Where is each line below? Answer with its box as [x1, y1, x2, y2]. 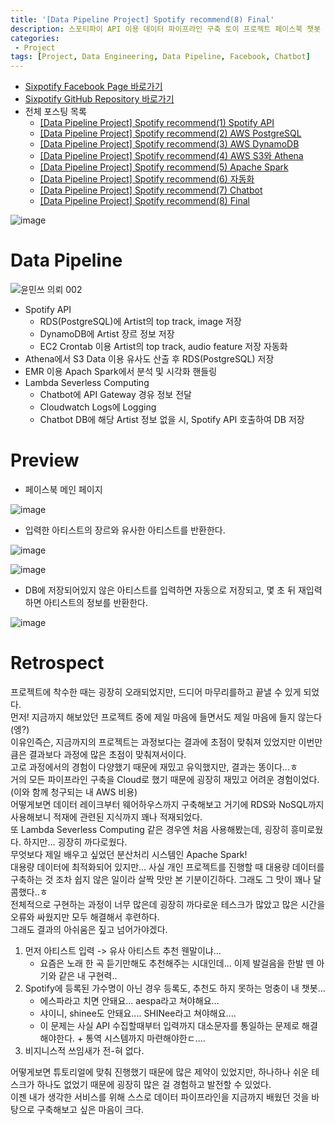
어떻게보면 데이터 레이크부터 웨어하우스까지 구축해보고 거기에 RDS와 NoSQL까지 [10, 798, 325, 810]
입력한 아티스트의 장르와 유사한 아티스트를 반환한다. [24, 524, 226, 536]
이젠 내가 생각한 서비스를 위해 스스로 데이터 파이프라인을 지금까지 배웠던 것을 [10, 1091, 310, 1103]
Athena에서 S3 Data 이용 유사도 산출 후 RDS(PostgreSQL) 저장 [24, 353, 275, 365]
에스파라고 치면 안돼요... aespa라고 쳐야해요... [39, 994, 220, 1006]
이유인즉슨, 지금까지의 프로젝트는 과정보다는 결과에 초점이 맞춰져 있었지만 [10, 736, 297, 748]
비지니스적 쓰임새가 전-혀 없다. [24, 1044, 145, 1056]
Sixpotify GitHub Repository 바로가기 [24, 93, 175, 105]
